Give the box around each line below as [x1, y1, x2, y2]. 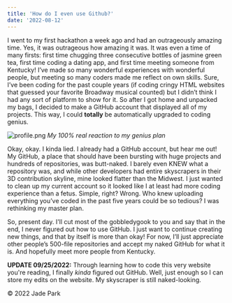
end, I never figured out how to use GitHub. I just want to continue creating [7, 225, 222, 233]
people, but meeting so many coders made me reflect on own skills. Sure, [7, 73, 219, 81]
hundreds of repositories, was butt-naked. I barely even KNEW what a [7, 159, 208, 168]
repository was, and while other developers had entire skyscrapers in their [7, 167, 222, 175]
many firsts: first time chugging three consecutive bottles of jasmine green [7, 50, 222, 59]
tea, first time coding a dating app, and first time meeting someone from [7, 58, 215, 66]
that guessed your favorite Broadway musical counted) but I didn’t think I [7, 88, 217, 96]
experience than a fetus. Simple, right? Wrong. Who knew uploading [7, 189, 204, 198]
